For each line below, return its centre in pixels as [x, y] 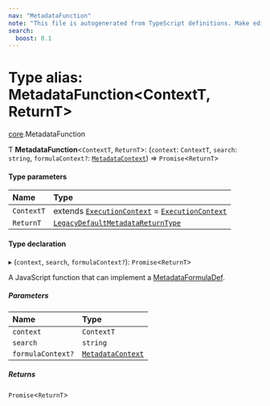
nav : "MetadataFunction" [50, 16]
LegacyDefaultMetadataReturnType [117, 223]
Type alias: [45, 78]
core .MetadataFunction [47, 134]
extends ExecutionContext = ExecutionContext [140, 211]
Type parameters [38, 177]
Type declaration [37, 244]
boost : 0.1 [34, 38]
